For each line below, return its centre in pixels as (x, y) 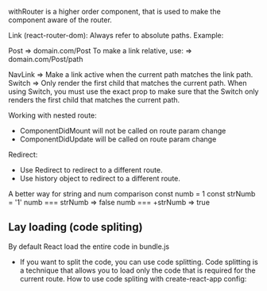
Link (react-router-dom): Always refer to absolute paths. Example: (116, 35)
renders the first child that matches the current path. (94, 100)
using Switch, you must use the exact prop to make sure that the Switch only (133, 91)
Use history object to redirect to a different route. (100, 178)
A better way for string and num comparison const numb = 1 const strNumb (132, 194)
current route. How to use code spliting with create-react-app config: (133, 278)
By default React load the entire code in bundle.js (89, 246)
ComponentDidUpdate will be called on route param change (118, 139)
